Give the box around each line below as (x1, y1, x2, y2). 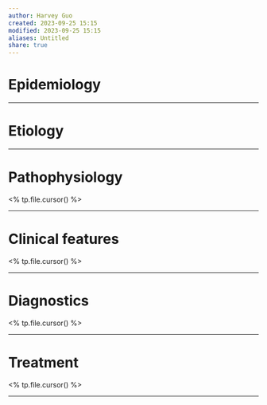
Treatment (8, 354, 79, 372)
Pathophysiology (8, 168, 123, 187)
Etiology (8, 122, 64, 140)
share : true (8, 41, 48, 49)
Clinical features (8, 230, 119, 248)
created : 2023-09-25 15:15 (8, 19, 98, 27)
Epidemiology (8, 76, 102, 94)
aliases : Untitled (8, 33, 69, 42)
